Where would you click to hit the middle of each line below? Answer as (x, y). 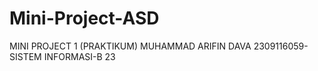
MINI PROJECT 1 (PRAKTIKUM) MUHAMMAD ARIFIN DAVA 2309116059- (159, 46)
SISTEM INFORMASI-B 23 (62, 56)
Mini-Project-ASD (84, 18)
